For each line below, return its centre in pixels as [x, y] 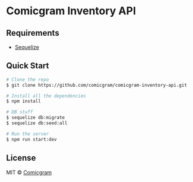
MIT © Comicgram [29, 172]
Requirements [33, 33]
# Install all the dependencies [46, 96]
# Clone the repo [28, 79]
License [21, 158]
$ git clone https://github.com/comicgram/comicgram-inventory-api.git [96, 85]
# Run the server [28, 134]
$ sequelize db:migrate [36, 118]
